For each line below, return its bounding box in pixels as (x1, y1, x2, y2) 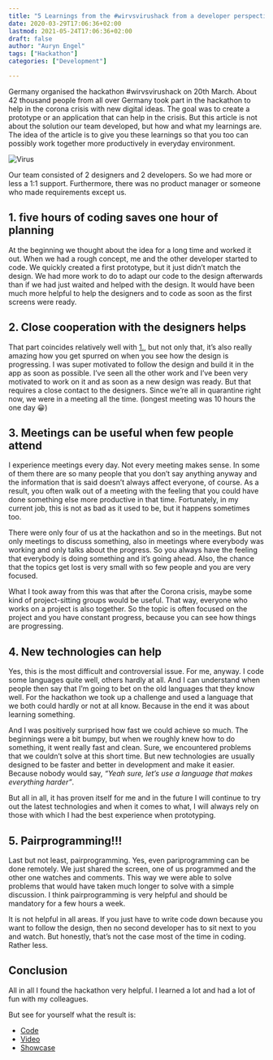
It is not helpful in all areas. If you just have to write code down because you (8, 914, 263, 923)
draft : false (8, 34, 53, 43)
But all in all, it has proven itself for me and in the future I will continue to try (8, 793, 262, 803)
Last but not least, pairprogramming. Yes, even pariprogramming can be (8, 855, 250, 865)
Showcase (19, 1042, 55, 1053)
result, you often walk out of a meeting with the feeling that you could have (8, 486, 259, 496)
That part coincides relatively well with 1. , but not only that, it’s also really (8, 342, 253, 352)
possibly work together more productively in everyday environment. (8, 138, 236, 148)
